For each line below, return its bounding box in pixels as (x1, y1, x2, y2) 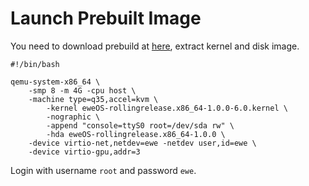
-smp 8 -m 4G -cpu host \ (28, 85, 137, 96)
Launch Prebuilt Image (10, 7, 202, 30)
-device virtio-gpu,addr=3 (28, 147, 141, 157)
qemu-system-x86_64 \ (10, 77, 101, 87)
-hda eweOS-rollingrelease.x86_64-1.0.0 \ (46, 129, 226, 139)
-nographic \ (46, 112, 101, 122)
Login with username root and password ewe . (10, 164, 197, 176)
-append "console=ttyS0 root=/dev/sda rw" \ (46, 120, 235, 131)
